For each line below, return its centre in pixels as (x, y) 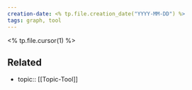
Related (25, 62)
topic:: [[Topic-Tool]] (47, 79)
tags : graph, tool (34, 20)
